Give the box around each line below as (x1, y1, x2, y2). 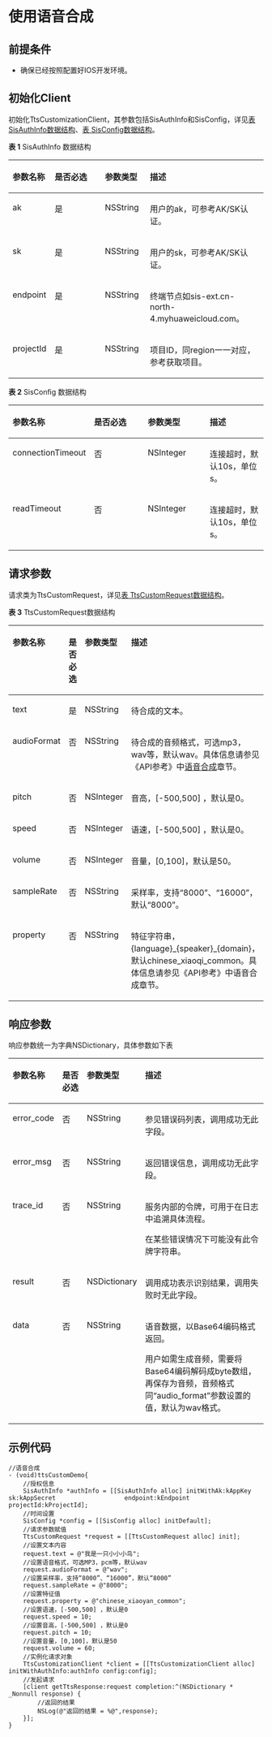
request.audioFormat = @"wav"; (23, 1566, 129, 1574)
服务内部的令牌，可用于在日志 (145, 1201, 259, 1212)
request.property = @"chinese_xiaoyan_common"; (23, 1597, 186, 1605)
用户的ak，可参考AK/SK (149, 203, 240, 214)
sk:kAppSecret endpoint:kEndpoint (8, 1494, 190, 1502)
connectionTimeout (12, 447, 87, 458)
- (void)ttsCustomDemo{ (8, 1471, 89, 1480)
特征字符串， (130, 931, 181, 942)
